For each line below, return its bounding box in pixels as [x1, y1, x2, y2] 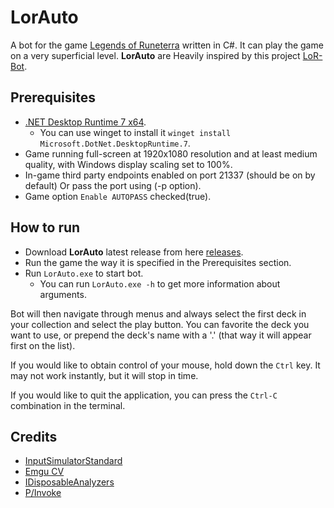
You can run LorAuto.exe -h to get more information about [39, 277, 281, 290]
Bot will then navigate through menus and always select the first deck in [10, 307, 307, 320]
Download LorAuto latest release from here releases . [24, 246, 244, 258]
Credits [10, 428, 58, 445]
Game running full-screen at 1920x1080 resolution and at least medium [24, 147, 318, 160]
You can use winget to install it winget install [39, 126, 232, 138]
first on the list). [10, 339, 76, 351]
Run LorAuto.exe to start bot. [24, 267, 144, 279]
